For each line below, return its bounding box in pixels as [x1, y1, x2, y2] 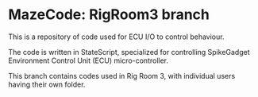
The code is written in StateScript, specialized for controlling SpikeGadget [8, 47, 250, 56]
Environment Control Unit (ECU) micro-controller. [8, 56, 169, 65]
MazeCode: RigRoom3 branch [8, 6, 210, 24]
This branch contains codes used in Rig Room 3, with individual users [8, 71, 236, 80]
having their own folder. [8, 80, 86, 89]
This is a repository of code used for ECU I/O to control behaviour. [8, 32, 225, 41]
